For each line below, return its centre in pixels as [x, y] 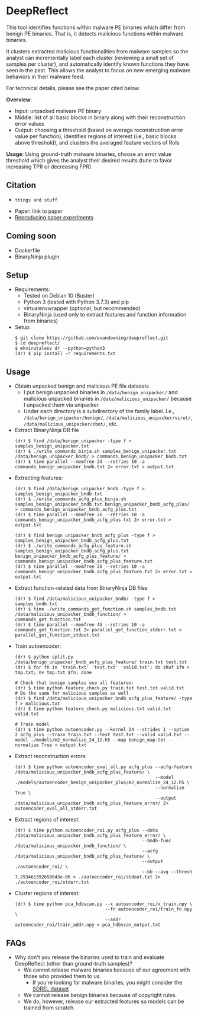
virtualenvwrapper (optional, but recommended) [82, 308]
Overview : [19, 100]
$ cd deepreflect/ [37, 343]
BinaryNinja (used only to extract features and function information [105, 315]
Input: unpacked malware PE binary [58, 111]
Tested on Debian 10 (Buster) [59, 296]
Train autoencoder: [38, 646]
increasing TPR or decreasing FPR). [49, 167]
